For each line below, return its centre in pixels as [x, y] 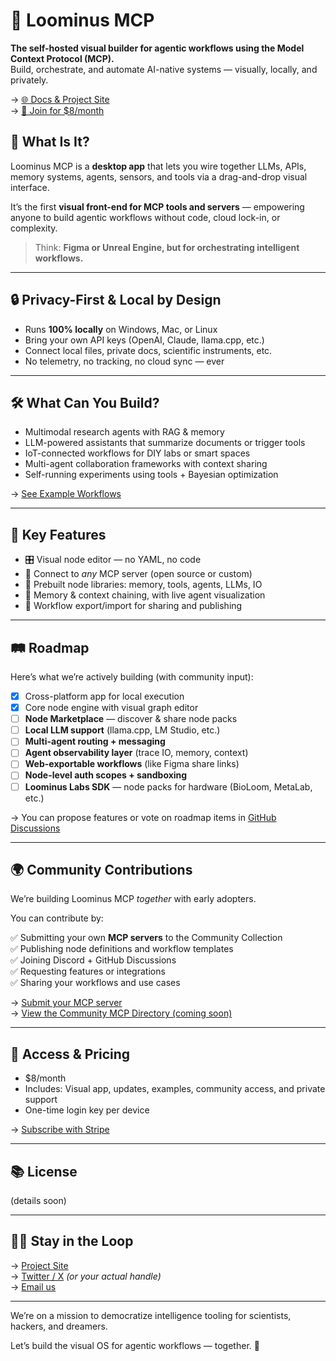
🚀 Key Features [58, 534]
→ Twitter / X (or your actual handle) [86, 1276]
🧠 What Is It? [50, 142]
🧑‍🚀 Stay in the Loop [72, 1241]
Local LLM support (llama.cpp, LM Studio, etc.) [122, 730]
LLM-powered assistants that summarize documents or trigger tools [165, 443]
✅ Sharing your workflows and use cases [95, 983]
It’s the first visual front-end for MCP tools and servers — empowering [157, 206]
